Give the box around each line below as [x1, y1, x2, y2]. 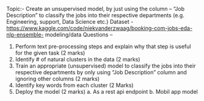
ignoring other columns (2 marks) [15, 75, 100, 82]
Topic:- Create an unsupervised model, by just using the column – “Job [6, 5, 185, 12]
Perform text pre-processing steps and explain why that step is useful [15, 43, 191, 50]
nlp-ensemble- [6, 31, 44, 38]
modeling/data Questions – [45, 31, 113, 38]
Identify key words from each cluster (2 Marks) [15, 82, 134, 89]
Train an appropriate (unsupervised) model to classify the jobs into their [15, 62, 196, 69]
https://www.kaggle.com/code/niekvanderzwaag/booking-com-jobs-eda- [6, 24, 193, 32]
